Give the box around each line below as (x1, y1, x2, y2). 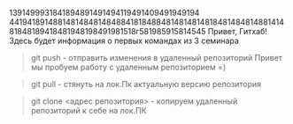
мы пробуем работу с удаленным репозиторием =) (30, 62, 227, 72)
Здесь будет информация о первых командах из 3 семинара (9, 35, 239, 46)
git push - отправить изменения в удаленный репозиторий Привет (30, 53, 283, 62)
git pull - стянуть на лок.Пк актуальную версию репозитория (30, 79, 262, 89)
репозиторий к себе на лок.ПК (30, 106, 148, 115)
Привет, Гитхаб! (207, 26, 268, 36)
